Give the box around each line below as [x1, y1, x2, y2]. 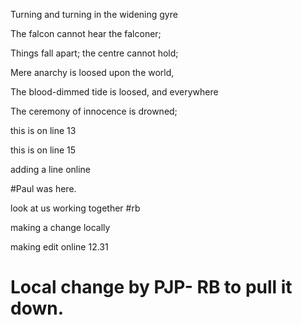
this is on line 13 [10, 125, 77, 136]
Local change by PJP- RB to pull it [10, 276, 293, 299]
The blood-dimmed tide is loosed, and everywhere [10, 86, 219, 98]
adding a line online [10, 164, 92, 175]
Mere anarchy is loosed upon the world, [10, 67, 175, 78]
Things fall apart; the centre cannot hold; [10, 47, 179, 59]
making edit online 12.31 [10, 241, 109, 253]
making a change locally [10, 222, 111, 233]
